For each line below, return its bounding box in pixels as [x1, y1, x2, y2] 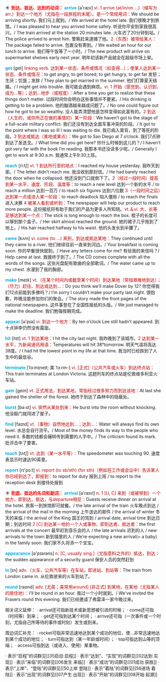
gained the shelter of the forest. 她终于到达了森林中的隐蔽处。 [5, 394, 132, 400]
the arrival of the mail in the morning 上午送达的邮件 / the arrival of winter [5, 509, 155, 514]
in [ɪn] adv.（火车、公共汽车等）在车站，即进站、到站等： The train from [5, 567, 152, 573]
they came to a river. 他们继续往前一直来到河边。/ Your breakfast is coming [5, 242, 159, 248]
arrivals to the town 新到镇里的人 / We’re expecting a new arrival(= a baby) [5, 534, 158, 539]
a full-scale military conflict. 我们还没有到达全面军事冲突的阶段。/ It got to [5, 121, 156, 127]
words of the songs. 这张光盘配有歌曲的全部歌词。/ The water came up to [5, 260, 156, 266]
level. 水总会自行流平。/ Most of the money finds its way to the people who [5, 427, 159, 433]
